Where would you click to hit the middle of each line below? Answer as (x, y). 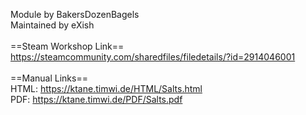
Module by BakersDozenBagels (75, 14)
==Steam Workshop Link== (67, 46)
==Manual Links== (49, 78)
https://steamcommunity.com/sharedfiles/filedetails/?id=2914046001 (153, 57)
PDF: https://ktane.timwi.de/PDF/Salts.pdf (96, 99)
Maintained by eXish (52, 25)
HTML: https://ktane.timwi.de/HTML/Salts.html (106, 88)
